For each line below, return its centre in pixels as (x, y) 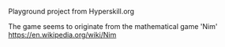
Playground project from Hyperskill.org (71, 11)
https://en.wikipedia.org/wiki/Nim (62, 35)
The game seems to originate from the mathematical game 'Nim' (113, 26)
